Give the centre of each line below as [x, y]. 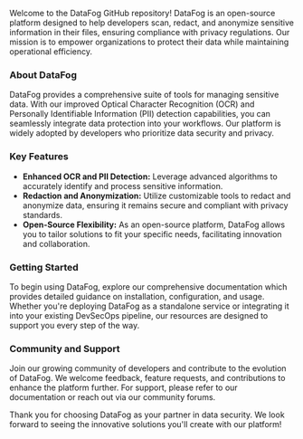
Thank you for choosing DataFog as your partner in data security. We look [147, 415]
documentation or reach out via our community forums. [113, 397]
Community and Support [65, 348]
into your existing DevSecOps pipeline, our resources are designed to [139, 315]
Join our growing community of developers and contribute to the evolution [148, 368]
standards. [43, 215]
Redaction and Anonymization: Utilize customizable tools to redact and [156, 196]
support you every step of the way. [75, 325]
